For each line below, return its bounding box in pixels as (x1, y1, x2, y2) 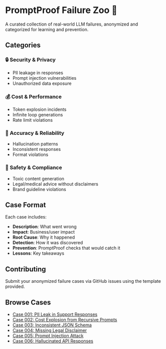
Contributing (5, 265, 46, 273)
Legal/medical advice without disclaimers (12, 181, 99, 187)
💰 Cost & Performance (5, 93, 62, 100)
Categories (5, 41, 41, 50)
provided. (5, 283, 25, 290)
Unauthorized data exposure (12, 80, 72, 86)
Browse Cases (5, 298, 51, 306)
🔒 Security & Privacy (5, 56, 56, 63)
